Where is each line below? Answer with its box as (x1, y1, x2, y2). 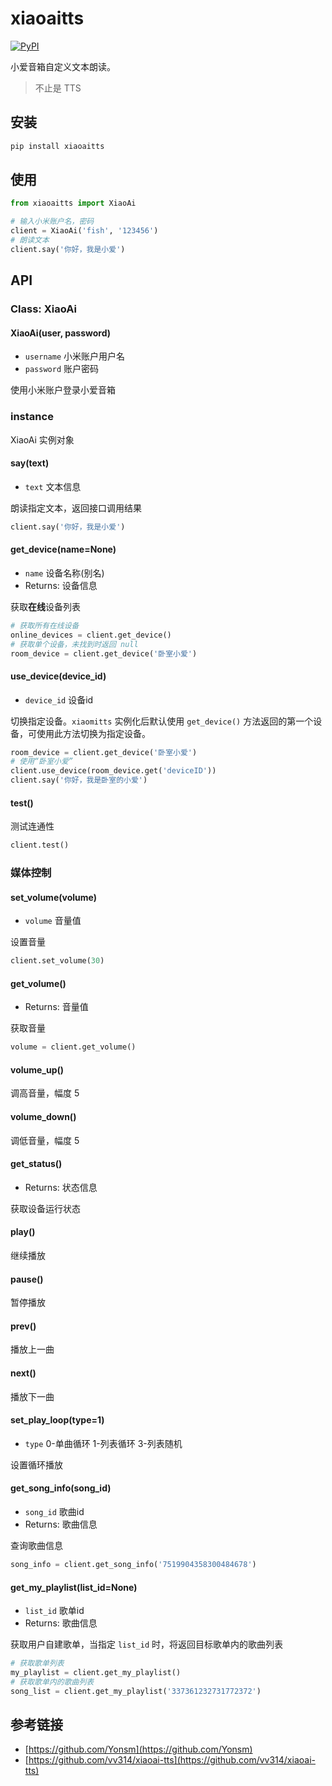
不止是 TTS (34, 82, 82, 94)
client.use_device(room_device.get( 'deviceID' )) (10, 766, 217, 776)
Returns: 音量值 (24, 1001, 89, 1013)
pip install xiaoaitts (10, 141, 105, 151)
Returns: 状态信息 (24, 1181, 98, 1193)
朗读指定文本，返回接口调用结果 (10, 502, 142, 514)
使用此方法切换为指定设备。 (36, 727, 151, 739)
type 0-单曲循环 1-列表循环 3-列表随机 (24, 1437, 183, 1449)
